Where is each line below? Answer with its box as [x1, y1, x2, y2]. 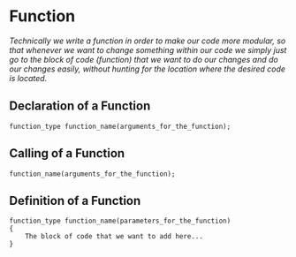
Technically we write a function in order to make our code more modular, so [9, 35, 286, 46]
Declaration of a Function [9, 99, 151, 114]
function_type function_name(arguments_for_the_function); [9, 122, 231, 131]
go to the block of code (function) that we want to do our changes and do [9, 54, 278, 64]
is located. [9, 72, 48, 83]
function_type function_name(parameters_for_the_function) [9, 216, 231, 226]
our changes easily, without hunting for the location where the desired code [9, 64, 285, 74]
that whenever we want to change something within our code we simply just [9, 44, 287, 55]
